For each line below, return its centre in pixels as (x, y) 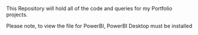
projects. (17, 15)
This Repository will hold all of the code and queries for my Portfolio (89, 8)
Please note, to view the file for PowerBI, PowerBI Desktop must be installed (99, 26)
